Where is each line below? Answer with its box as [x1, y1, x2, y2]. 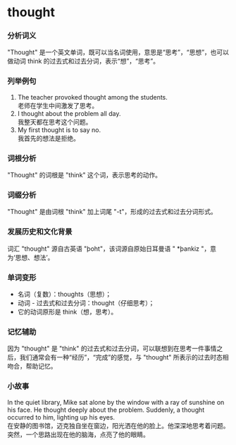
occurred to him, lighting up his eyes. [7, 413, 115, 421]
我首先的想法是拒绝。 [17, 133, 80, 142]
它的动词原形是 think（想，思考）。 [17, 307, 118, 316]
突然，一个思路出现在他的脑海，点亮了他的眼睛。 [7, 430, 149, 439]
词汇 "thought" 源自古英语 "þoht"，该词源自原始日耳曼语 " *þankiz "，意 [7, 244, 217, 253]
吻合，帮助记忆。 [7, 362, 57, 371]
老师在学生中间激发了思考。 [17, 101, 99, 109]
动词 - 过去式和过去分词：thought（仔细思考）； [17, 298, 155, 307]
